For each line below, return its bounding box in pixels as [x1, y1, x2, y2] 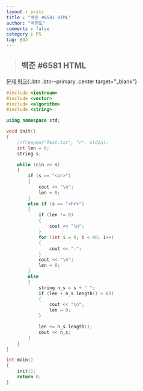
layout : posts [6, 8, 44, 15]
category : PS [6, 31, 42, 37]
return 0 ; [17, 374, 42, 380]
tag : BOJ [6, 37, 28, 43]
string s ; [17, 151, 42, 157]
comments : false [6, 25, 50, 32]
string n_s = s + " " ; [38, 284, 96, 291]
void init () [6, 128, 36, 134]
